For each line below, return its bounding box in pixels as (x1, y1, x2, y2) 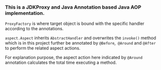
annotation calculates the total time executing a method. (5, 59, 117, 66)
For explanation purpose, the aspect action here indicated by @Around (5, 55, 143, 60)
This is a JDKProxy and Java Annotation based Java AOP (5, 4, 142, 11)
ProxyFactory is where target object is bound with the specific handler (5, 21, 145, 26)
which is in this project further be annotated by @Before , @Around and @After (5, 40, 156, 46)
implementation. (5, 10, 45, 16)
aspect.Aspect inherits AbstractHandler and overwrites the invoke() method (5, 35, 156, 41)
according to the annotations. (5, 26, 64, 32)
